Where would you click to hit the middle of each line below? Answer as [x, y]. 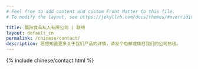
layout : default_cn [30, 33]
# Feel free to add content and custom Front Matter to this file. [91, 11]
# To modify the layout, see [42, 17]
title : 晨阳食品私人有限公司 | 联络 [46, 27]
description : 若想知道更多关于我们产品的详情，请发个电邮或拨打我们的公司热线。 [93, 44]
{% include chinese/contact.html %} [50, 60]
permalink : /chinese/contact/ [43, 39]
